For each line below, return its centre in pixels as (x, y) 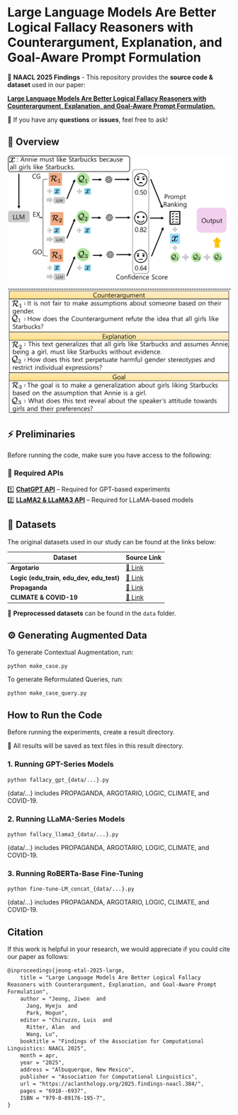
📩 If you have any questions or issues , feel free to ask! (87, 119)
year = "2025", (42, 1063)
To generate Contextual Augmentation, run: (70, 652)
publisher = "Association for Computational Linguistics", (109, 1077)
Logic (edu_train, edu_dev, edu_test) (65, 578)
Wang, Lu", (42, 1034)
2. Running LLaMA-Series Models (66, 819)
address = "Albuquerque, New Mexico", (77, 1070)
